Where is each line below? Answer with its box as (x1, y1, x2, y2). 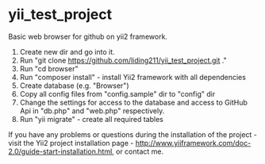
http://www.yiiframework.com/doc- (135, 138, 252, 147)
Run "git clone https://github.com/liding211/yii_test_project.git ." (19, 55, 228, 65)
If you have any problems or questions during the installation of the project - (8, 129, 258, 139)
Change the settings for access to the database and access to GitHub (19, 97, 248, 107)
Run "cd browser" (19, 63, 79, 73)
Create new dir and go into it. (19, 47, 115, 56)
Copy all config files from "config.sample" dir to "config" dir (19, 89, 216, 98)
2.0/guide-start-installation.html (8, 147, 113, 156)
